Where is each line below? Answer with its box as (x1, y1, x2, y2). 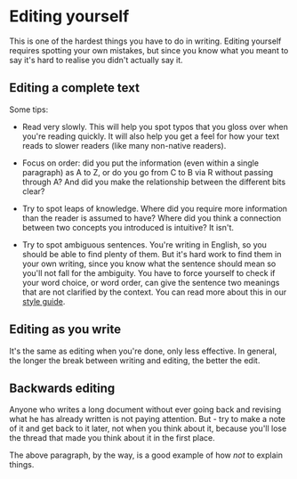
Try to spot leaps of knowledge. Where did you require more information (21, 203, 287, 214)
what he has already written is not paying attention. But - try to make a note (9, 414, 286, 425)
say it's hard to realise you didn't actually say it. (9, 54, 184, 65)
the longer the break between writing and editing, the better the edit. (9, 354, 261, 366)
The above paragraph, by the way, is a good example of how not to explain (9, 450, 283, 460)
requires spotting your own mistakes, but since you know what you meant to (9, 45, 289, 55)
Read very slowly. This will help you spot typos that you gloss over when (21, 121, 289, 132)
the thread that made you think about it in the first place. (9, 433, 215, 443)
